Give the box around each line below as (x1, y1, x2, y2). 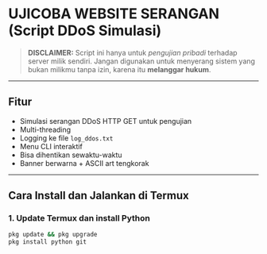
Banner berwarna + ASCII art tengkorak (19, 158, 149, 167)
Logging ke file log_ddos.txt (19, 133, 114, 143)
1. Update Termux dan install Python (8, 213, 151, 224)
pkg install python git (8, 238, 87, 246)
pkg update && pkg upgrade (8, 231, 98, 239)
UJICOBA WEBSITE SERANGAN (8, 5, 220, 23)
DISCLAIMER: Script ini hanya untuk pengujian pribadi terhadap (27, 48, 238, 57)
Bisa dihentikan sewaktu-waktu (19, 150, 122, 160)
